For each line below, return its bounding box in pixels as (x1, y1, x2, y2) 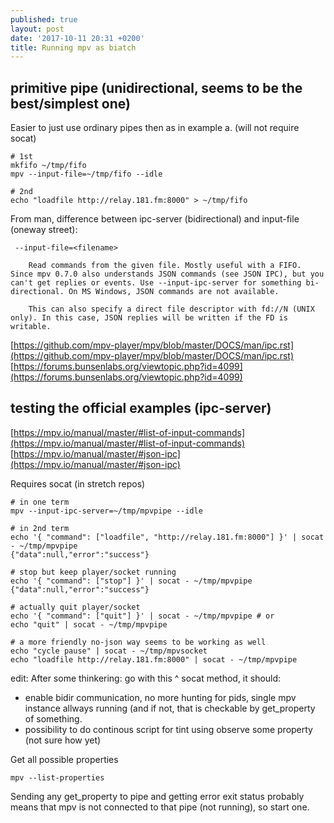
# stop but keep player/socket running (10, 567, 177, 577)
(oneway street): (10, 224, 78, 236)
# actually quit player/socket (10, 602, 141, 612)
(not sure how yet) (24, 734, 102, 746)
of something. (24, 712, 83, 725)
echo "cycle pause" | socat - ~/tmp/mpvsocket (10, 646, 208, 656)
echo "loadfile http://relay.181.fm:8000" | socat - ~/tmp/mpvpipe (10, 654, 298, 665)
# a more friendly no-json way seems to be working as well (10, 637, 267, 647)
